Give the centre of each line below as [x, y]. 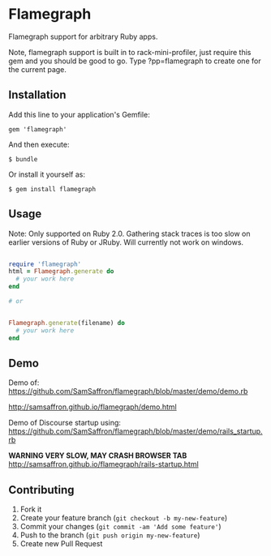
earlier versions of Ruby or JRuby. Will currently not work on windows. [126, 242]
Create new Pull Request [61, 544]
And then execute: [39, 144]
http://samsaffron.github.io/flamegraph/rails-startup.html [103, 464]
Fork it [31, 509]
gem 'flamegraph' [38, 129]
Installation [37, 95]
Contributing [41, 490]
